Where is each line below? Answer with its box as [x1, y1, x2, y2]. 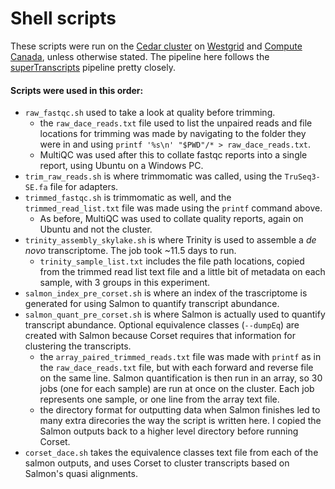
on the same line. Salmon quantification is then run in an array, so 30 [39, 372, 323, 384]
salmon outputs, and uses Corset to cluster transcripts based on [24, 457, 290, 469]
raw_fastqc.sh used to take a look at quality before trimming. [24, 107, 276, 119]
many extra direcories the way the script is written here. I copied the [39, 415, 322, 427]
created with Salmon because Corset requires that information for [24, 330, 296, 342]
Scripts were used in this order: [10, 84, 144, 96]
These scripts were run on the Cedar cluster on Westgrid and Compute [10, 40, 303, 52]
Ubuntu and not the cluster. [39, 223, 153, 236]
